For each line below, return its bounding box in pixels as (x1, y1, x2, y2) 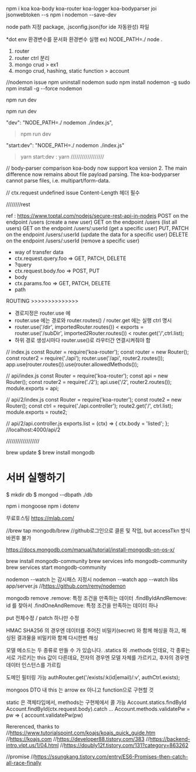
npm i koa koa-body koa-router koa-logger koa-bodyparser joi (6, 5, 157, 12)
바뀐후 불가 (6, 534, 32, 541)
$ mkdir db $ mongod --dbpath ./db (6, 491, 92, 498)
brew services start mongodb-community (6, 564, 106, 571)
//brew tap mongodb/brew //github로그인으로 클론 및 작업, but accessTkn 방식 (6, 527, 191, 534)
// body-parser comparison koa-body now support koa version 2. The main (6, 164, 187, 171)
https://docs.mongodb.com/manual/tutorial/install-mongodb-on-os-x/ (6, 546, 175, 553)
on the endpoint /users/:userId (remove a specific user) (6, 237, 140, 244)
